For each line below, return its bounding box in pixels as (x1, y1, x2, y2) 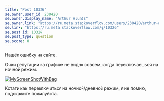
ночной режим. (5, 67, 38, 72)
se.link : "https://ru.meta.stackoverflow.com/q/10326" (5, 25, 119, 30)
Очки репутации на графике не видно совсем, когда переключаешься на (5, 61, 159, 67)
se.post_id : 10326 (5, 30, 42, 34)
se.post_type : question (5, 34, 54, 39)
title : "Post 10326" (5, 7, 47, 12)
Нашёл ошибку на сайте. (5, 52, 57, 58)
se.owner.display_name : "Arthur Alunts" (5, 16, 89, 21)
